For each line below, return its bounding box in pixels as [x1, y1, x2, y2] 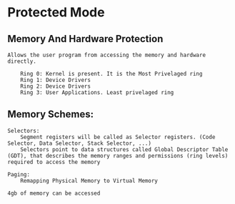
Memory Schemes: [7, 108, 94, 121]
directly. [7, 58, 37, 65]
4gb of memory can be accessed [7, 190, 101, 197]
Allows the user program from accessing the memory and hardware [7, 51, 206, 58]
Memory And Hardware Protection [7, 33, 164, 45]
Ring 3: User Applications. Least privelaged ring [20, 89, 174, 96]
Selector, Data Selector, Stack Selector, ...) [7, 140, 152, 147]
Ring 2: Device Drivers [20, 83, 91, 90]
